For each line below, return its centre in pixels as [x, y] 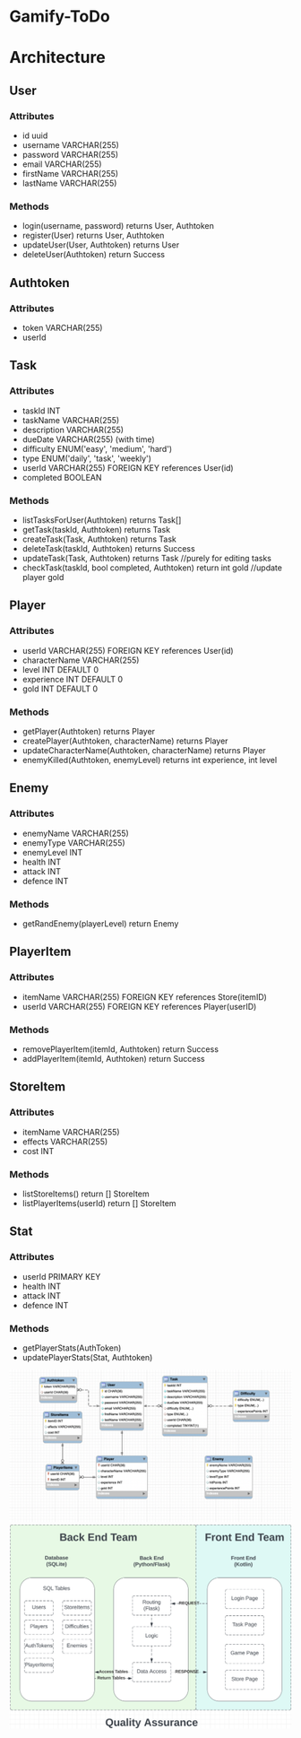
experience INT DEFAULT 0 [73, 679]
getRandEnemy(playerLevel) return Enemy [100, 924]
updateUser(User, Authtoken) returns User [101, 245]
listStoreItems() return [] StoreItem [86, 1194]
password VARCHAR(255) [70, 155]
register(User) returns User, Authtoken [93, 236]
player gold [43, 578]
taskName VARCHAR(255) [71, 420]
